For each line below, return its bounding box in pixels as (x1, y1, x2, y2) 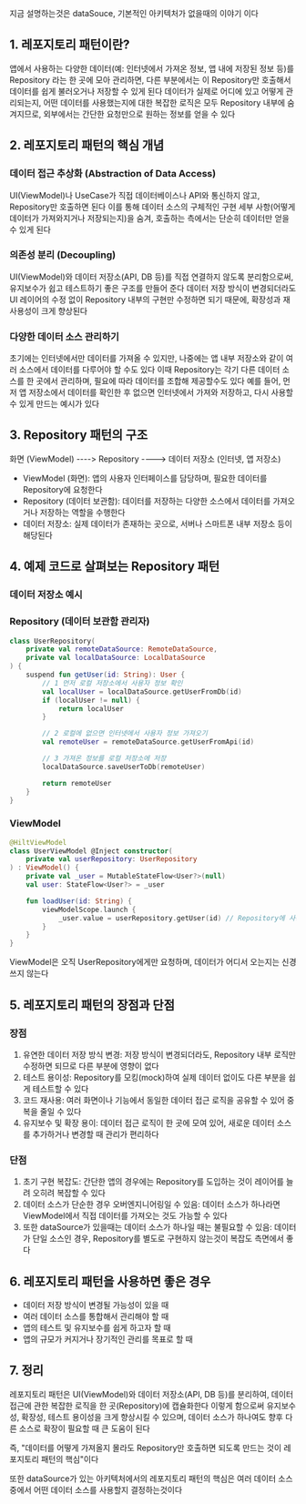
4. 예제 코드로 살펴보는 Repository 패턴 (9, 559, 220, 574)
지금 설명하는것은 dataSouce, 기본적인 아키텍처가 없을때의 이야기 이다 (9, 8, 260, 18)
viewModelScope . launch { (42, 905, 137, 914)
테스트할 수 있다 (32, 1082, 89, 1094)
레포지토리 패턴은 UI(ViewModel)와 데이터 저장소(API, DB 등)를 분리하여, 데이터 (9, 1388, 294, 1399)
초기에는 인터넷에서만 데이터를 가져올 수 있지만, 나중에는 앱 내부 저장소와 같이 (9, 353, 284, 364)
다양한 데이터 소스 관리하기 (9, 330, 120, 343)
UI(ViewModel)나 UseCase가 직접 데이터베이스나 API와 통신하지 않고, (9, 189, 260, 200)
